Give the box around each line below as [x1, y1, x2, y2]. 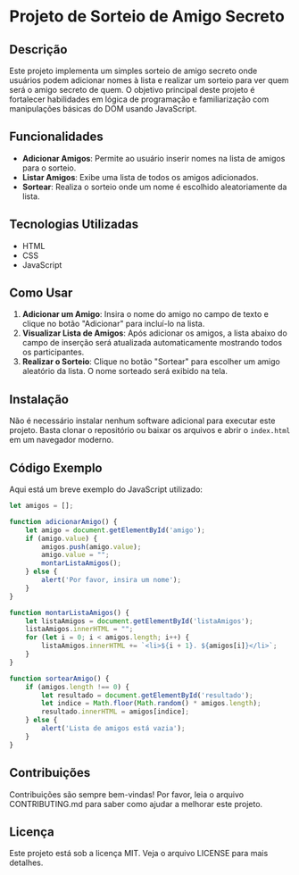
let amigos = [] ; [9, 502, 74, 511]
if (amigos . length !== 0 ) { [25, 682, 129, 691]
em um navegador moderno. [9, 435, 114, 446]
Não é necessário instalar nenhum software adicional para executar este [9, 415, 276, 426]
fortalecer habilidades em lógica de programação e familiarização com [9, 94, 270, 104]
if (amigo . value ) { [25, 534, 98, 543]
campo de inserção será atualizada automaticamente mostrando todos [21, 337, 283, 348]
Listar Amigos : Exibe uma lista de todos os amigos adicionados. [21, 171, 259, 182]
